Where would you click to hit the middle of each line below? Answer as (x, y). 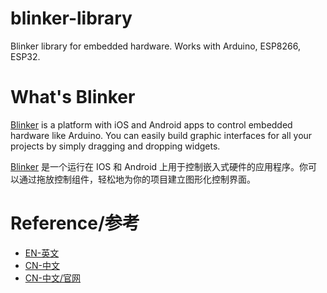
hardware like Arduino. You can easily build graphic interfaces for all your (161, 135)
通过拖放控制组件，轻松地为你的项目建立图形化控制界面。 (137, 179)
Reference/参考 (75, 223)
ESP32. (25, 56)
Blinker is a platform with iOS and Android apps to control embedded (151, 124)
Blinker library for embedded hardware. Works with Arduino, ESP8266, (155, 46)
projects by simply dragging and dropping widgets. (115, 146)
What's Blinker (73, 97)
